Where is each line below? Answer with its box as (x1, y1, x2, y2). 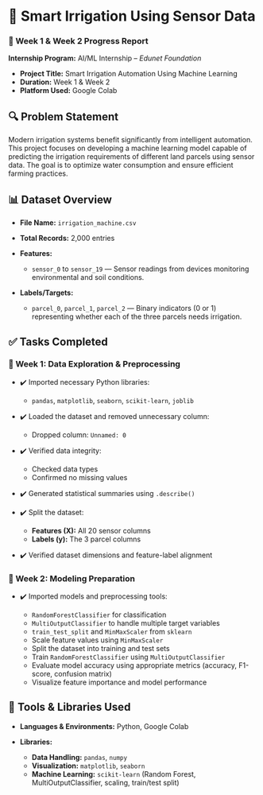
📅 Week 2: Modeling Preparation (8, 572, 136, 584)
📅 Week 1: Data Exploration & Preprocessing (8, 359, 181, 370)
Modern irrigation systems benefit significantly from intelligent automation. (8, 135, 253, 145)
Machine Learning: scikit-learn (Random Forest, (31, 769, 196, 778)
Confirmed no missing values (31, 472, 128, 482)
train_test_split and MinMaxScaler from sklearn (31, 627, 192, 637)
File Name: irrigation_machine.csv (19, 218, 137, 227)
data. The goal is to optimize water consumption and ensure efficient (8, 161, 234, 170)
